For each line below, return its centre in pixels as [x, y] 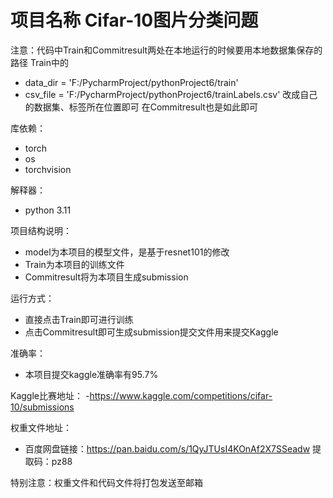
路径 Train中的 [39, 62]
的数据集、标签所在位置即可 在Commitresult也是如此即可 [141, 107]
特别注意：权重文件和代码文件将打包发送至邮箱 [106, 482]
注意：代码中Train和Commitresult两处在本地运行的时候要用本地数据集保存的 [166, 50]
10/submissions [42, 407]
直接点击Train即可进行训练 [79, 319]
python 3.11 [48, 210]
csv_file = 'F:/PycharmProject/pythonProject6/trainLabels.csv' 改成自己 [171, 94]
